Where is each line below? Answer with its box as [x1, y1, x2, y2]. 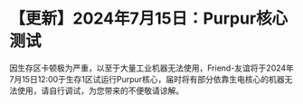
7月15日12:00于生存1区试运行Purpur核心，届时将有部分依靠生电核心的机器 [9, 73, 285, 84]
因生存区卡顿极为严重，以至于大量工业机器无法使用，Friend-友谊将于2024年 [9, 62, 294, 73]
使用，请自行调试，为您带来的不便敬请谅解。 [16, 85, 184, 96]
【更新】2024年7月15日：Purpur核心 [9, 8, 289, 29]
